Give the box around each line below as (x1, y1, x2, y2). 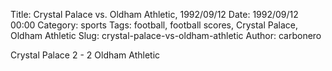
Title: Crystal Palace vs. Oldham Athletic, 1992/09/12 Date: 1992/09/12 (10, 9, 299, 20)
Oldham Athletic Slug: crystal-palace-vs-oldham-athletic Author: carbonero (10, 30, 322, 41)
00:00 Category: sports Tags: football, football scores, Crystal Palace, (10, 19, 299, 31)
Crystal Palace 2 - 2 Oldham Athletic (10, 49, 161, 61)
